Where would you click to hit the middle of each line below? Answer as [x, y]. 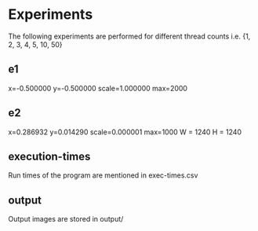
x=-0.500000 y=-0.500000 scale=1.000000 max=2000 [98, 88]
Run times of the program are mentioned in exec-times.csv [103, 175]
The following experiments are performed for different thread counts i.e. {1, [129, 36]
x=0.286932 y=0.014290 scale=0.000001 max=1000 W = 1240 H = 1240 [125, 132]
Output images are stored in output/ [66, 219]
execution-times [49, 156]
